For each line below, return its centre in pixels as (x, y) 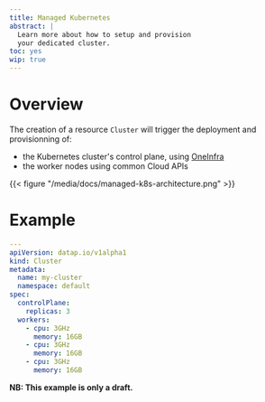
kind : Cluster (36, 261)
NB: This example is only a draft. (71, 387)
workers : (34, 320)
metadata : (28, 269)
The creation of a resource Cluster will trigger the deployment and (133, 129)
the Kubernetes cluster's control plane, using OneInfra (123, 156)
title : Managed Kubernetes (60, 18)
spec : (19, 294)
